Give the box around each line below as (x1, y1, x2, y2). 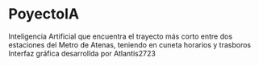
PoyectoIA (8, 5, 79, 23)
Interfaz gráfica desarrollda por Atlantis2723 (8, 48, 156, 58)
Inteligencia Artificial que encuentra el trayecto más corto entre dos (8, 31, 232, 41)
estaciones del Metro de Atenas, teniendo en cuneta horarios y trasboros (8, 39, 252, 49)
